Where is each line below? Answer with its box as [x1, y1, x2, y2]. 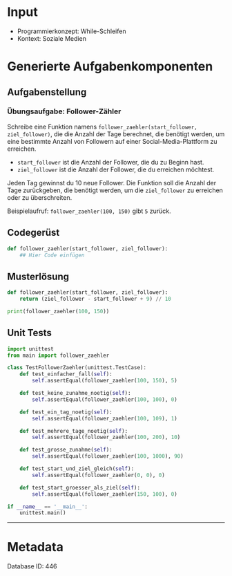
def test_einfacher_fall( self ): [19, 371, 113, 378]
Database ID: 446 [7, 562, 57, 570]
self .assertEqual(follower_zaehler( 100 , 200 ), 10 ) [32, 434, 181, 441]
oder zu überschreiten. [7, 193, 72, 201]
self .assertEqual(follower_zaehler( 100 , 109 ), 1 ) [32, 415, 177, 422]
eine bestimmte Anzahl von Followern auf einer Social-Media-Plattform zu [7, 137, 217, 145]
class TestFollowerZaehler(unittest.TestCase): [7, 364, 147, 371]
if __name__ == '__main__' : [7, 503, 88, 510]
